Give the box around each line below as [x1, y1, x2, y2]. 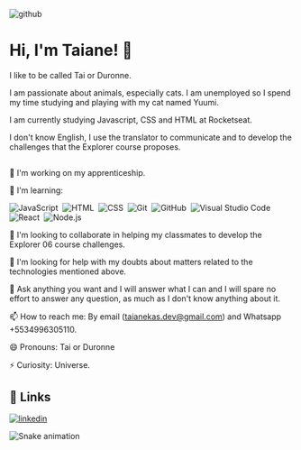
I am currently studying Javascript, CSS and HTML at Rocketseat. [9, 114, 252, 125]
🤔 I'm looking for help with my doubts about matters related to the [9, 257, 254, 268]
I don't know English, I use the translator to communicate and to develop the [9, 132, 293, 142]
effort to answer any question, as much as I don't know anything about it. [9, 293, 281, 304]
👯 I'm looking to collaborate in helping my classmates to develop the [9, 230, 263, 241]
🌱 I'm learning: [9, 185, 63, 196]
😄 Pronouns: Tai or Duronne [9, 342, 115, 353]
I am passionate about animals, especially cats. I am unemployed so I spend [9, 87, 291, 98]
